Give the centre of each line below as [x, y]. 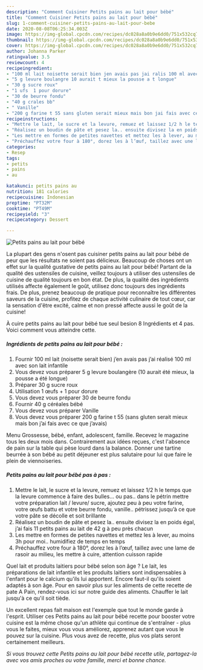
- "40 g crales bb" [31, 102]
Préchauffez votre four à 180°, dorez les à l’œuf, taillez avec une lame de [105, 548]
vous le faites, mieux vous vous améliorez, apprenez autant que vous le [95, 629]
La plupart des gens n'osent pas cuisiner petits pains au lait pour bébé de [98, 254]
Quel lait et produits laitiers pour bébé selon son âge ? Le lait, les [87, 566]
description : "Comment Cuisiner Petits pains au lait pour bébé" [90, 12]
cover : [14, 46]
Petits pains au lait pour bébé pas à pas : [59, 475]
